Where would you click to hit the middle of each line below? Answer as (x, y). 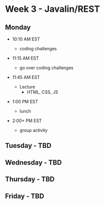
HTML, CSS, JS (42, 92)
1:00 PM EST (25, 102)
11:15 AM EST (26, 58)
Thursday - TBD (30, 179)
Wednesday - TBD (34, 162)
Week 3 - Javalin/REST (52, 9)
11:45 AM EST (26, 77)
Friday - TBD (25, 196)
